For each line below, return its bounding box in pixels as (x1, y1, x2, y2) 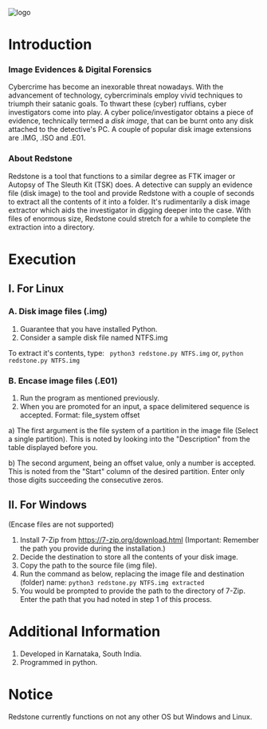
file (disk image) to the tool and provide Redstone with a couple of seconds (8, 188, 255, 197)
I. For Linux (8, 282, 65, 296)
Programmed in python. (19, 657, 98, 667)
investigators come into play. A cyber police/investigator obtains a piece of (8, 108, 253, 118)
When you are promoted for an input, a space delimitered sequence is (19, 401, 249, 411)
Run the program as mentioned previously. (19, 392, 159, 403)
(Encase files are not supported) (8, 520, 114, 529)
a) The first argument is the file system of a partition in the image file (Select (8, 425, 259, 435)
